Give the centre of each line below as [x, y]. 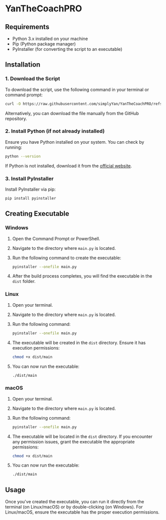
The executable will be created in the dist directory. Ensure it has [79, 342]
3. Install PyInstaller [29, 178]
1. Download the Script [33, 79]
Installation [23, 65]
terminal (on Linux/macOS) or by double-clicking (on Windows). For [74, 507]
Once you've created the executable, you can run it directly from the [75, 502]
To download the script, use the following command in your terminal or [77, 89]
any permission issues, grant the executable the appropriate [73, 441]
